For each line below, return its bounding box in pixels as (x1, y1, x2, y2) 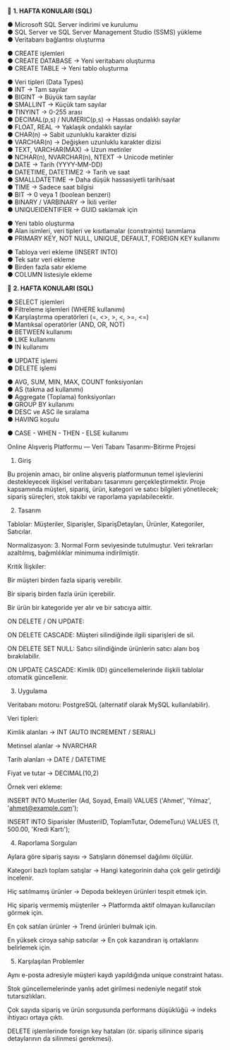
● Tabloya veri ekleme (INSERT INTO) (7, 248, 119, 256)
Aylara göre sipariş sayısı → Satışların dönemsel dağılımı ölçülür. (7, 852, 193, 861)
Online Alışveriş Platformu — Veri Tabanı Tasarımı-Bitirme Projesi (7, 442, 196, 451)
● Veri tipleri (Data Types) (7, 78, 84, 86)
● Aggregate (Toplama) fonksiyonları (7, 393, 116, 401)
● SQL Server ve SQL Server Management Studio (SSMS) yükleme (7, 28, 202, 36)
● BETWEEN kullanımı (7, 328, 73, 336)
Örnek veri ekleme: (7, 783, 63, 791)
